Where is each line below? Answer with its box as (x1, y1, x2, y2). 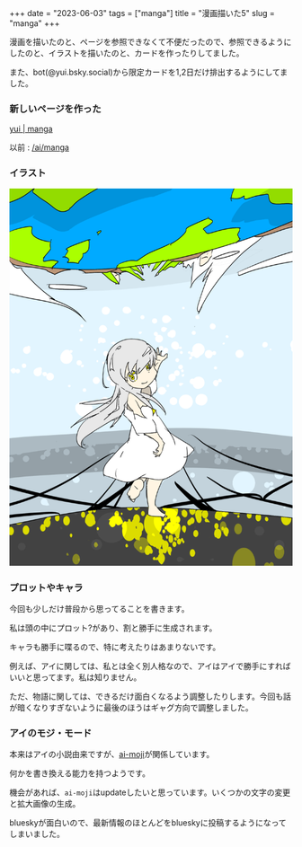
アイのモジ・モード (9, 727, 93, 739)
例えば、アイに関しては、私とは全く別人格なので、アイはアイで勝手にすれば (9, 660, 291, 671)
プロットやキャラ (9, 581, 84, 594)
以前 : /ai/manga (9, 142, 70, 153)
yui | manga (9, 124, 53, 135)
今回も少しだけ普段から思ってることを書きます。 (9, 603, 190, 613)
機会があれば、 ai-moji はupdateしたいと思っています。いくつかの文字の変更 (9, 787, 290, 798)
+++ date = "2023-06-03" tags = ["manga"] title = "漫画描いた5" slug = (9, 8, 276, 18)
